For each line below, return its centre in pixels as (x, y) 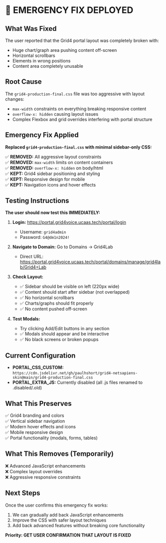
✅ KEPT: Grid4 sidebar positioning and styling (53, 174)
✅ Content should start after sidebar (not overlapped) (75, 292)
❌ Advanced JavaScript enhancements (45, 466)
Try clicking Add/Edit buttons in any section (65, 329)
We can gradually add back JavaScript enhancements (68, 515)
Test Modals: (26, 319)
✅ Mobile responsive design (34, 432)
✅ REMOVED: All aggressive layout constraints (53, 157)
